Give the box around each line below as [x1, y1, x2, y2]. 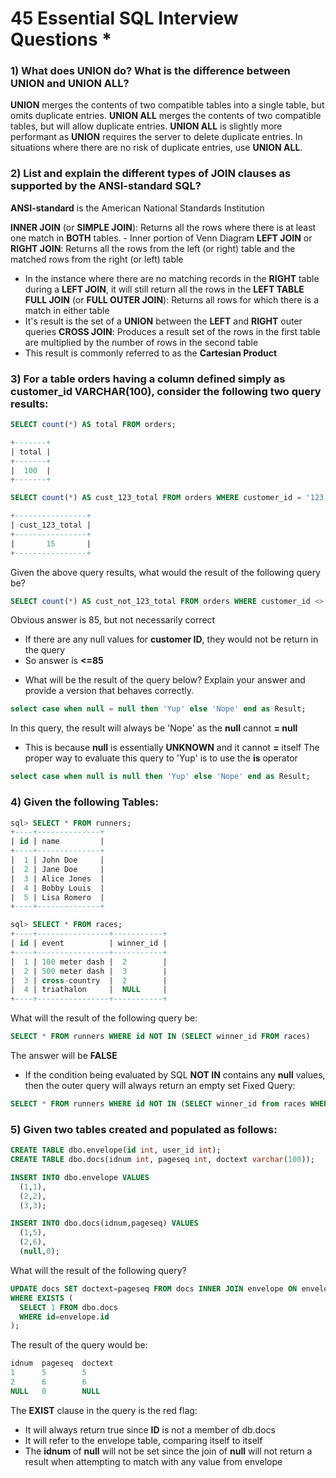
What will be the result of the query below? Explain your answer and [24, 674, 306, 686]
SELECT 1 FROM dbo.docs [19, 1302, 118, 1312]
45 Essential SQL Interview [10, 7, 239, 30]
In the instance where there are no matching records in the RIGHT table [24, 272, 320, 284]
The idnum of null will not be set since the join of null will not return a [24, 1445, 313, 1457]
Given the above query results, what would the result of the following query [10, 566, 321, 578]
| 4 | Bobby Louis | [10, 883, 105, 893]
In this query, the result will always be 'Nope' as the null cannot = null [10, 722, 298, 734]
